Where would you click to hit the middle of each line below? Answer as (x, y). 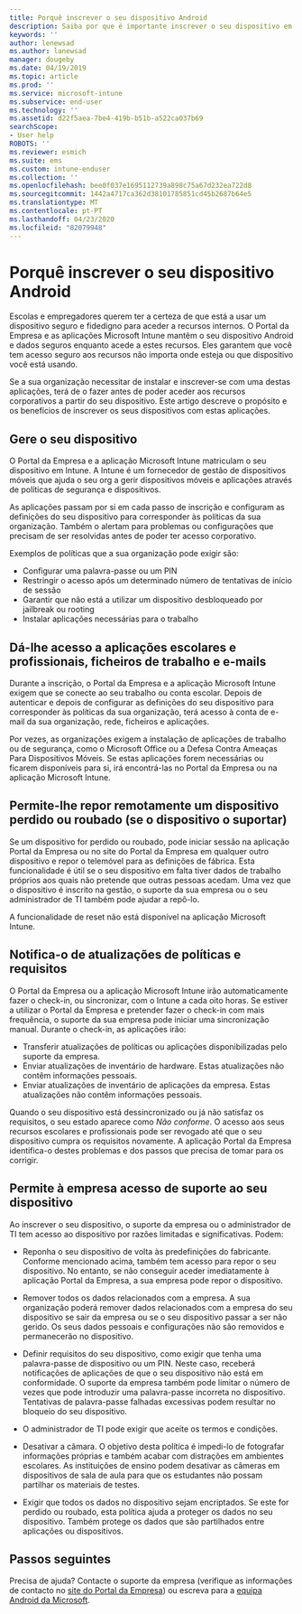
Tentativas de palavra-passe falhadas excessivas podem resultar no (149, 1402)
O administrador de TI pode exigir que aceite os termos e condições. (150, 1429)
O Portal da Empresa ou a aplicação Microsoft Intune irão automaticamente (149, 991)
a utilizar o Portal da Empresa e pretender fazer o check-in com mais (137, 1010)
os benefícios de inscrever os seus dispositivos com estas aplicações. (140, 411)
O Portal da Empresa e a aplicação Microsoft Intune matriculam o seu (138, 461)
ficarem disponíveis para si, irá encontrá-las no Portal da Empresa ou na (143, 768)
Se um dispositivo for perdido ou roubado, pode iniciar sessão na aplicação (150, 842)
